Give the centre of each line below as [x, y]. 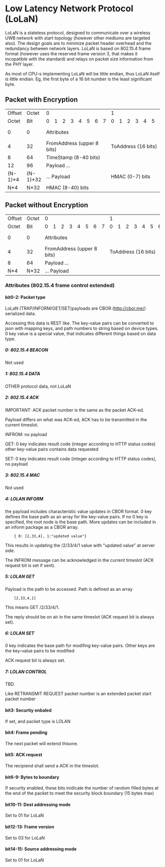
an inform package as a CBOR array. [42, 527]
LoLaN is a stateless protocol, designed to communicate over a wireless [78, 33]
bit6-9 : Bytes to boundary [32, 777]
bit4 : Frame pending [26, 732]
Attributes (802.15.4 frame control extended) [60, 286]
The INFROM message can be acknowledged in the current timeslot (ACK [80, 560]
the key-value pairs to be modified [40, 651]
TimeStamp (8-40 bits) [73, 157]
